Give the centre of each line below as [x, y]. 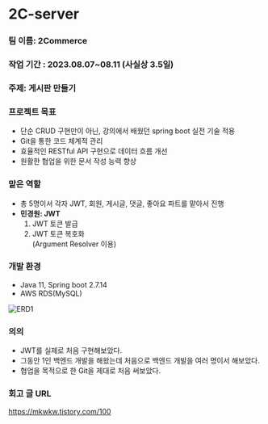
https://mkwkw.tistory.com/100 [60, 412]
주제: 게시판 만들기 [42, 88]
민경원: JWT [40, 213]
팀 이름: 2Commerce [48, 41]
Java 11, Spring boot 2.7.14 [63, 284]
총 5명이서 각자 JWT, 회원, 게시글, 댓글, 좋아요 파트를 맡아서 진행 [122, 204]
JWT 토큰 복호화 [58, 233]
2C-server [44, 14]
